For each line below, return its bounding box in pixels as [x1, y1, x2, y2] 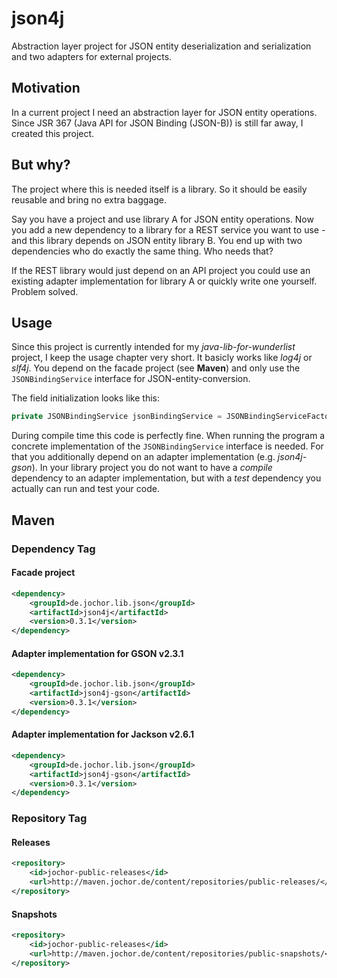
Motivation [11, 80, 81, 97]
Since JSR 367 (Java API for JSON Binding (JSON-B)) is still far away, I [11, 117, 304, 129]
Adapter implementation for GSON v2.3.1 [11, 647, 184, 659]
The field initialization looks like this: [11, 392, 160, 404]
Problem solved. [11, 285, 79, 297]
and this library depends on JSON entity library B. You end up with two [11, 234, 303, 246]
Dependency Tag [11, 542, 96, 556]
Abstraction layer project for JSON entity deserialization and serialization [11, 40, 312, 52]
